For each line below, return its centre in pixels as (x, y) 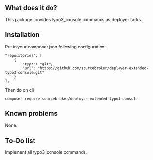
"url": (29, 68)
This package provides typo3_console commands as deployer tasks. (74, 19)
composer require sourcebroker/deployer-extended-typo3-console (71, 99)
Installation (22, 35)
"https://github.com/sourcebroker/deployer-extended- (93, 68)
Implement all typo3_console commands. (46, 152)
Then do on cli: (20, 90)
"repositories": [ (24, 55)
